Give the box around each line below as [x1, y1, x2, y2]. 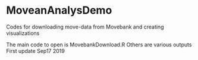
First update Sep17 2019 [6, 47, 65, 54]
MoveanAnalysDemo [6, 4, 112, 17]
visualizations [6, 29, 40, 36]
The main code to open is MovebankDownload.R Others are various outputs [6, 41, 192, 48]
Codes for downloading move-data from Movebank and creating [6, 23, 164, 30]
